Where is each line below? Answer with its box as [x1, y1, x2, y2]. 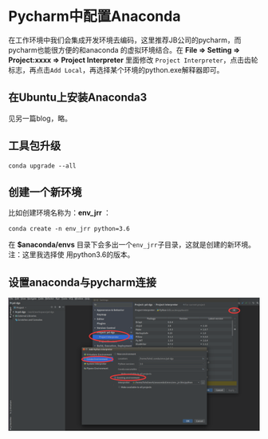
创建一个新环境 [8, 185, 82, 199]
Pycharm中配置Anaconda [8, 7, 181, 26]
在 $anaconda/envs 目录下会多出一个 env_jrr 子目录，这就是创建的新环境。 [8, 240, 256, 250]
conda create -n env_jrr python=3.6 [8, 225, 130, 233]
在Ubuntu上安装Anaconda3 [8, 91, 148, 105]
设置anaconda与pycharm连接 [8, 275, 157, 289]
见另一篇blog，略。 [8, 113, 72, 123]
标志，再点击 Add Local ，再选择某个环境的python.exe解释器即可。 [8, 65, 224, 74]
